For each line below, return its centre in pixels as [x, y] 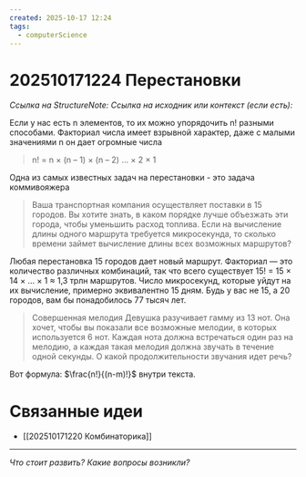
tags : [20, 26]
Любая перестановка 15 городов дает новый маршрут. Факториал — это [151, 262]
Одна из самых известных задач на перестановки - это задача [132, 178]
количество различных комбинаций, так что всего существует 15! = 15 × [150, 271]
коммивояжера [40, 187]
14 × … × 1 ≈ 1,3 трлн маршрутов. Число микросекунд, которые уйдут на [150, 281]
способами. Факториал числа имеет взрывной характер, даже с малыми [153, 132]
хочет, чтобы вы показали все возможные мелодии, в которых [154, 327]
